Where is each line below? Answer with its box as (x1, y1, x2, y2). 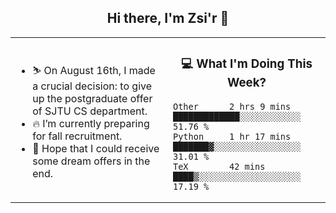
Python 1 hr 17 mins (173, 131, 292, 142)
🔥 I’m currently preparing (32, 116, 150, 130)
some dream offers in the (32, 154, 151, 168)
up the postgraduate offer (32, 91, 153, 105)
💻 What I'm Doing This (181, 56, 313, 72)
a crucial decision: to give (32, 79, 153, 93)
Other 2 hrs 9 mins (173, 101, 292, 112)
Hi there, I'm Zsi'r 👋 (106, 10, 230, 27)
